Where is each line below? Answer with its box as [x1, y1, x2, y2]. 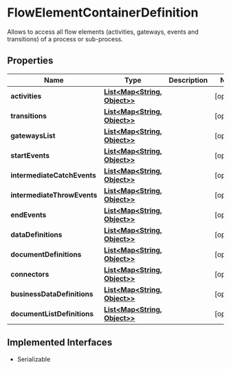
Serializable [16, 355, 51, 363]
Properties [7, 55, 54, 67]
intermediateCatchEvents [10, 170, 96, 180]
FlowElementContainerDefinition [7, 5, 199, 21]
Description [168, 75, 208, 85]
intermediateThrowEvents [10, 190, 98, 200]
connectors [10, 269, 49, 279]
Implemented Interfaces [7, 337, 113, 348]
